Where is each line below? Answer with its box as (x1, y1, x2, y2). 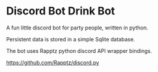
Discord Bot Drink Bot (6, 4, 116, 18)
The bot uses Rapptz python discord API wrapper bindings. (6, 47, 153, 55)
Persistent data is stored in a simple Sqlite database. (6, 35, 135, 43)
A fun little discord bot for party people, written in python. (6, 24, 148, 31)
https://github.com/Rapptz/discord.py (6, 59, 99, 66)
